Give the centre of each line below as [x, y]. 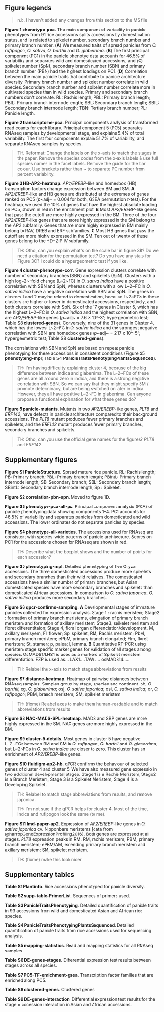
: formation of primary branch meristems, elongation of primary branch [77, 618]
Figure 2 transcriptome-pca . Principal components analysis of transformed [82, 122]
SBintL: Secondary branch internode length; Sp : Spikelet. [63, 487]
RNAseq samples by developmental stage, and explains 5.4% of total [75, 133]
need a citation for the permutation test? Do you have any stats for [84, 256]
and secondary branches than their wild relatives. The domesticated [74, 577]
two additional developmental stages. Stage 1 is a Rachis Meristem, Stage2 [81, 774]
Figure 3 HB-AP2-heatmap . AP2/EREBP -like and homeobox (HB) [71, 183]
